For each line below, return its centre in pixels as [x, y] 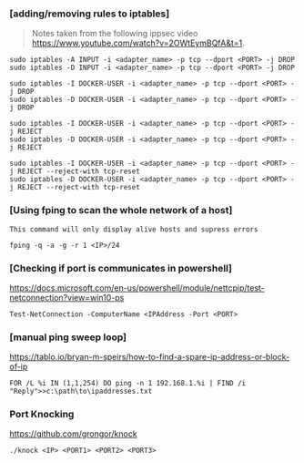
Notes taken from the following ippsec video [115, 34]
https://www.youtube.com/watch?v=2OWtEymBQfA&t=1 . [138, 43]
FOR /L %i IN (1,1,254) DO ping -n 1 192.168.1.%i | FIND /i [128, 384]
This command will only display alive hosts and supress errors [134, 229]
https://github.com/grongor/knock [74, 434]
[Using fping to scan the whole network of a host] [121, 211]
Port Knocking [42, 415]
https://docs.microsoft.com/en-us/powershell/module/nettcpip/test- [137, 288]
